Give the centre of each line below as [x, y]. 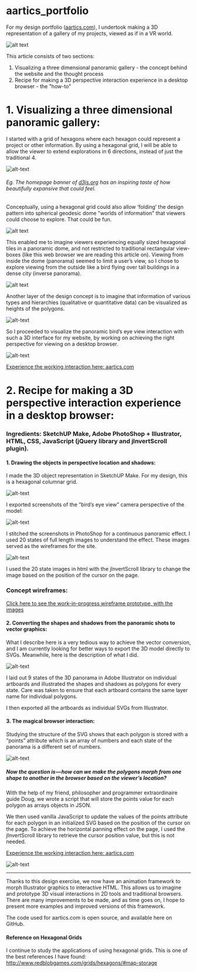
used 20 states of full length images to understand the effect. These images [98, 540]
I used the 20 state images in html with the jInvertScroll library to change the [98, 569]
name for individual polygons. [42, 696]
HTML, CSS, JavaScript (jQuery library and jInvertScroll [86, 441]
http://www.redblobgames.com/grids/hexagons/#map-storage [82, 963]
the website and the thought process [59, 74]
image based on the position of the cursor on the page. [73, 575]
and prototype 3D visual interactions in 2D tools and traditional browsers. [94, 894]
